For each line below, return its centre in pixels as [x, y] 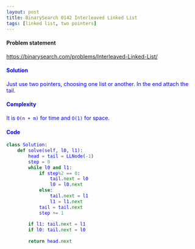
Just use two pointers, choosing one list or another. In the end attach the [97, 84]
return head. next [50, 242]
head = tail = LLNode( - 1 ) [61, 156]
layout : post [23, 12]
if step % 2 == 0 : [59, 173]
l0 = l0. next [66, 185]
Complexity [21, 104]
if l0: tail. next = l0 [57, 230]
